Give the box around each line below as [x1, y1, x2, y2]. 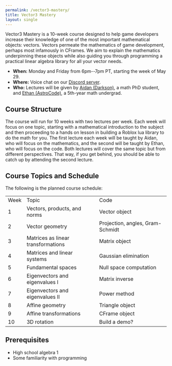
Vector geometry [26, 223, 68, 230]
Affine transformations [26, 310, 81, 317]
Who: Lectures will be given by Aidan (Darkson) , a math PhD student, [12, 85, 160, 91]
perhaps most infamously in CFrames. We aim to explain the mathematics [5, 47, 160, 54]
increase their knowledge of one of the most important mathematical [5, 36, 150, 43]
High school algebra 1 [12, 349, 59, 355]
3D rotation [26, 318, 54, 326]
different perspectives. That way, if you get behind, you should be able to [5, 151, 160, 157]
